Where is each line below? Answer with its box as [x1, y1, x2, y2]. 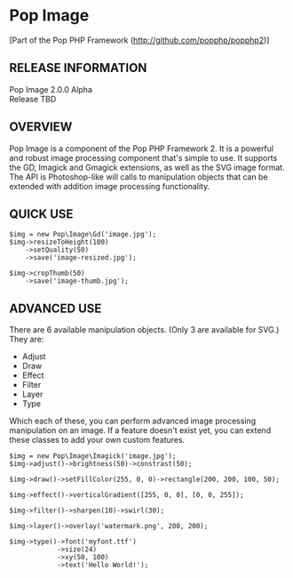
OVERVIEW [9, 119, 73, 134]
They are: [9, 334, 44, 345]
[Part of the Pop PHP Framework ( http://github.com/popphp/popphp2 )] [9, 35, 270, 45]
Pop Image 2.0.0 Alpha [9, 84, 93, 94]
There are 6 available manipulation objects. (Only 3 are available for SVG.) [9, 325, 280, 335]
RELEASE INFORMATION [9, 60, 147, 76]
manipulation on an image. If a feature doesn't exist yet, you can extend [9, 425, 272, 436]
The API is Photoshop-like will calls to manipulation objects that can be [9, 171, 268, 182]
